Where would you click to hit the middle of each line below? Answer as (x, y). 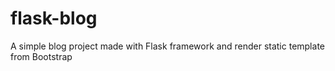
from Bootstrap (41, 56)
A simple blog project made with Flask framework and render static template (167, 46)
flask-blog (54, 18)
